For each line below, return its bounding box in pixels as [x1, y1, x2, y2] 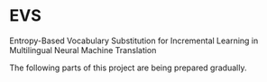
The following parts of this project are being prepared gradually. [9, 62, 247, 73]
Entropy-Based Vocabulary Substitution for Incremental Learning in [9, 35, 259, 46]
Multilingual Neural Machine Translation [9, 44, 157, 55]
